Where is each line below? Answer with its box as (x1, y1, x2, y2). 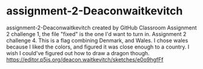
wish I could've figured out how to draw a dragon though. (6, 49, 150, 56)
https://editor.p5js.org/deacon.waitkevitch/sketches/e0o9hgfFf (6, 56, 164, 63)
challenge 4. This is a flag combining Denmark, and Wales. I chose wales (6, 37, 188, 44)
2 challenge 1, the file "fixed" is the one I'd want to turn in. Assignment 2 (6, 30, 187, 37)
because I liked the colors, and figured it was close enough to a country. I (6, 43, 190, 50)
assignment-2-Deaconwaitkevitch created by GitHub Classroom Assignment (6, 24, 197, 31)
